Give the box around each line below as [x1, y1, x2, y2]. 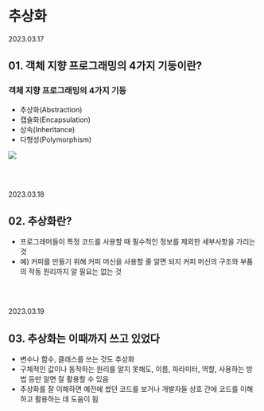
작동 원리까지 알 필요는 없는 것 [28, 267, 122, 276]
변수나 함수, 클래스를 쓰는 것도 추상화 [19, 354, 135, 364]
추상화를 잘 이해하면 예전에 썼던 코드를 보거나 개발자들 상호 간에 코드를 [19, 384, 239, 394]
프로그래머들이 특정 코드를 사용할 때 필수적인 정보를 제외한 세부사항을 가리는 [19, 237, 256, 247]
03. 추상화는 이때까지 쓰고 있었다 [8, 331, 161, 345]
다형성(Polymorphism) [19, 135, 92, 144]
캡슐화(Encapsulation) [19, 115, 91, 124]
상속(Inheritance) [19, 124, 76, 134]
